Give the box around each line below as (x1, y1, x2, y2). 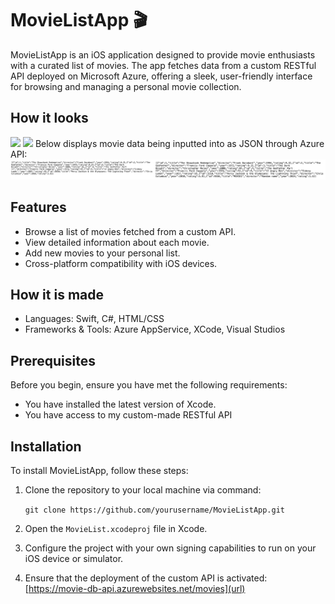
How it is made (10, 286, 104, 303)
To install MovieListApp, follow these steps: (10, 464, 189, 476)
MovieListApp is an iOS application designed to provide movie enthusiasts (10, 48, 316, 61)
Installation (10, 438, 82, 455)
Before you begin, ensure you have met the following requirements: (10, 379, 288, 391)
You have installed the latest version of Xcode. (24, 398, 217, 411)
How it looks (10, 110, 89, 127)
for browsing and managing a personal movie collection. (10, 80, 242, 92)
